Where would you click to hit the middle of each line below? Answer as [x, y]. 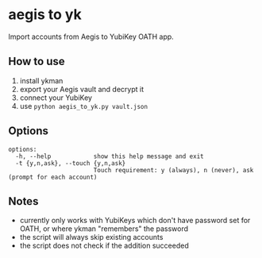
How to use [37, 62]
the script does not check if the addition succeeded [104, 246]
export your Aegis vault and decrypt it [82, 89]
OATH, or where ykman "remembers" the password [104, 229]
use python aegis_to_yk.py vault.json [84, 106]
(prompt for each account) [53, 177]
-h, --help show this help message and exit [110, 156]
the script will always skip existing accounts [91, 237]
